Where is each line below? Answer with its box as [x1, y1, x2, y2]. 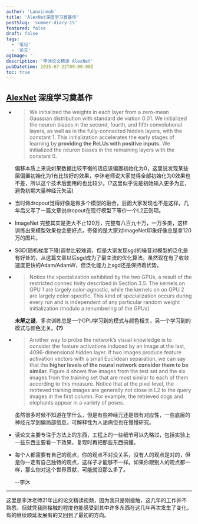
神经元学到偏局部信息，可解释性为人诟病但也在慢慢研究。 [14, 419, 154, 426]
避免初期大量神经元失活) [14, 187, 74, 194]
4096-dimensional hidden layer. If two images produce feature [29, 349, 181, 356]
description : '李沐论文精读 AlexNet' [6, 58, 94, 64]
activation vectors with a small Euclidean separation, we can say [29, 355, 186, 363]
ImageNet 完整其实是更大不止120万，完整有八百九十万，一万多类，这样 [14, 219, 188, 227]
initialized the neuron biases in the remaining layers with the [29, 146, 175, 154]
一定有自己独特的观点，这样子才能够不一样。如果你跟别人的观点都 [25, 459, 186, 466]
